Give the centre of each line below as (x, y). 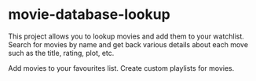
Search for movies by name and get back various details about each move (128, 44)
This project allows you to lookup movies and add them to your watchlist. (126, 36)
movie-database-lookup (89, 15)
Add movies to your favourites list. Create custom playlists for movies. (121, 68)
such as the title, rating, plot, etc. (61, 53)
